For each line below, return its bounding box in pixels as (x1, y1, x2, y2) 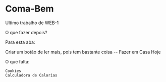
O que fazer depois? (5, 29, 47, 35)
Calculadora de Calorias (5, 72, 58, 78)
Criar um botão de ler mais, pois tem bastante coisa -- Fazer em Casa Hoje (5, 49, 161, 55)
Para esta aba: (5, 39, 35, 45)
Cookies (5, 68, 22, 73)
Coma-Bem (5, 3, 54, 15)
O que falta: (5, 58, 30, 64)
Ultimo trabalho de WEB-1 (5, 20, 59, 26)
